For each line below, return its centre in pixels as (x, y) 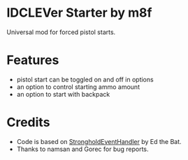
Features (33, 60)
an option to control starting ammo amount (78, 87)
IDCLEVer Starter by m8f (79, 13)
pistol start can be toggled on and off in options (85, 79)
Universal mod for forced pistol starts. (61, 32)
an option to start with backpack (63, 94)
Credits (28, 122)
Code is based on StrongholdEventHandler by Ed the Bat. (99, 141)
